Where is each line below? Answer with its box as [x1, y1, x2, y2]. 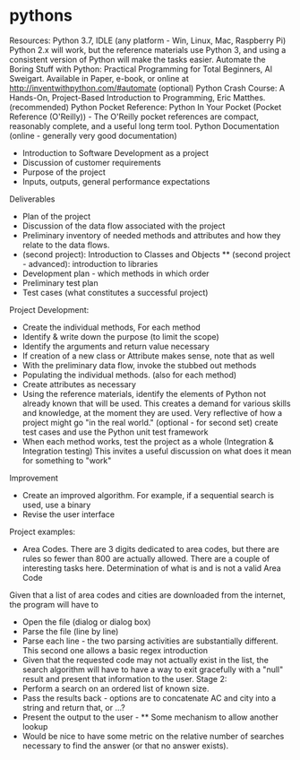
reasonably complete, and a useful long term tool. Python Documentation [9, 120, 279, 131]
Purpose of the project [21, 167, 106, 177]
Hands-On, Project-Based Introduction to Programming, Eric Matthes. [9, 91, 266, 103]
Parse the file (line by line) [21, 626, 119, 636]
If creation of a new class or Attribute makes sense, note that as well [21, 350, 275, 361]
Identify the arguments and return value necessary [21, 341, 210, 351]
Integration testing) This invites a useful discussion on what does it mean [21, 445, 292, 456]
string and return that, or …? [21, 702, 125, 712]
